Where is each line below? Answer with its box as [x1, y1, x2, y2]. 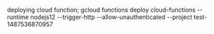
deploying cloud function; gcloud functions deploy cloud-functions [7, 6, 196, 14]
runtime [7, 13, 29, 21]
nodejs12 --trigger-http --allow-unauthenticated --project [30, 13, 193, 21]
